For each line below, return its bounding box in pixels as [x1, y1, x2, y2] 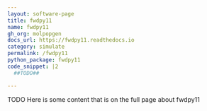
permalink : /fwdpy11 [7, 50, 69, 57]
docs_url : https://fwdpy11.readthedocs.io [7, 37, 135, 44]
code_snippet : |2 [7, 63, 59, 70]
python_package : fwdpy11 [7, 57, 81, 64]
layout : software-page [7, 10, 74, 18]
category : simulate [7, 43, 65, 50]
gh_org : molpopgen [7, 30, 62, 37]
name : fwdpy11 [7, 23, 50, 30]
